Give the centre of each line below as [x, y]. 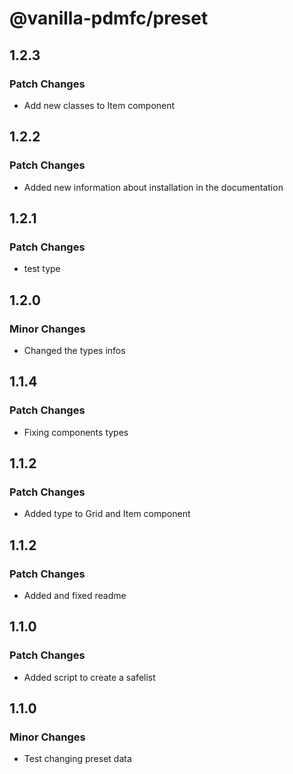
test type [42, 269]
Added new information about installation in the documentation [153, 187]
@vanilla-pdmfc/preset [109, 18]
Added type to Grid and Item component [107, 514]
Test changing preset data [77, 759]
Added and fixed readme [75, 595]
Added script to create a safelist [89, 677]
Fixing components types [76, 432]
